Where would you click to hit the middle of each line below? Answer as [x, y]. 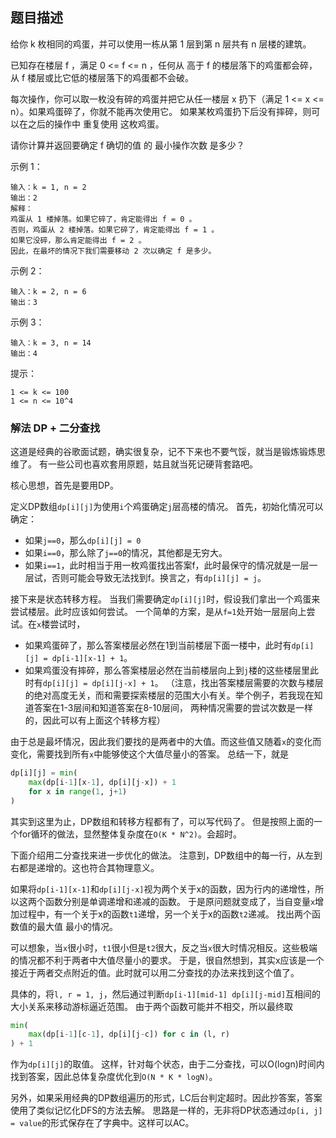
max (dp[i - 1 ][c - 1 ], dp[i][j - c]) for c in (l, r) [129, 1034]
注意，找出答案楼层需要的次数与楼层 [249, 683]
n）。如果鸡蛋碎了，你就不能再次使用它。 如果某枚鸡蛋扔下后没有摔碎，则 [161, 111]
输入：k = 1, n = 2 [48, 187]
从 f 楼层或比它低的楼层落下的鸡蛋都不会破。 [102, 77]
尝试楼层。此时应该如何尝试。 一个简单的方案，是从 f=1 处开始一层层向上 [158, 612]
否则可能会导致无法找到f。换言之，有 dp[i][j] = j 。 [159, 578]
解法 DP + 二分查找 [55, 428]
